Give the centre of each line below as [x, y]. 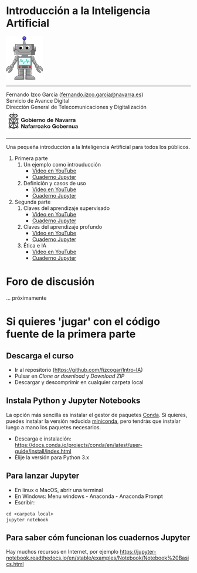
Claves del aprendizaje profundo [63, 227]
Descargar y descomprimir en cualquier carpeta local [79, 382]
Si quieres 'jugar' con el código [83, 322]
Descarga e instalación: [43, 439]
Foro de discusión [50, 282]
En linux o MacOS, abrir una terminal [59, 490]
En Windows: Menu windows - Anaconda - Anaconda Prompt [89, 496]
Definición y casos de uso [55, 184]
